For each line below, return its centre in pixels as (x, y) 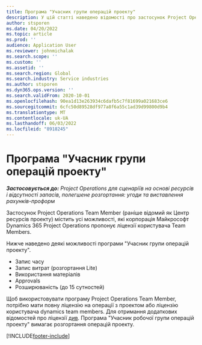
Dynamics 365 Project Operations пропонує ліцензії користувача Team (96, 225)
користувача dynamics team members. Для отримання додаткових (92, 311)
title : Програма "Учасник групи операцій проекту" (71, 12)
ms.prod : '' (21, 40)
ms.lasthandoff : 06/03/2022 (41, 124)
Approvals (28, 281)
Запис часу (29, 261)
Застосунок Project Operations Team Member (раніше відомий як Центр (98, 212)
